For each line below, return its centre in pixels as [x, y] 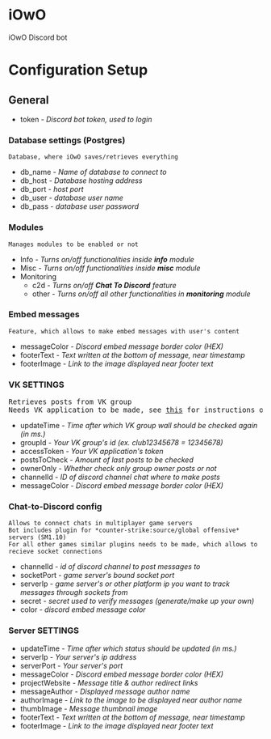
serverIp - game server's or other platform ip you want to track [125, 584]
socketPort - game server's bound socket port [97, 575]
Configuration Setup [78, 70]
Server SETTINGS [44, 631]
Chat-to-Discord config [55, 507]
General [29, 100]
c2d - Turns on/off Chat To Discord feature [104, 285]
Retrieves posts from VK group [70, 402]
